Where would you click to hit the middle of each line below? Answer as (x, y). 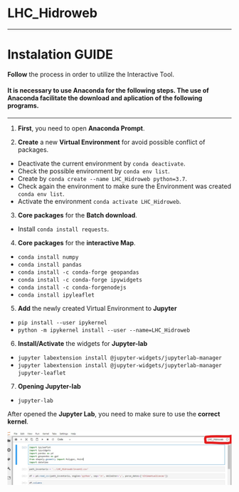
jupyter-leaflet (42, 373)
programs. (23, 106)
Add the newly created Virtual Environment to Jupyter (97, 309)
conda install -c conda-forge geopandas (78, 272)
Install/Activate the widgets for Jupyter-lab (83, 344)
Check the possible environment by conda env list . (94, 171)
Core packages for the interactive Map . (77, 243)
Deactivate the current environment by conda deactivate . (102, 164)
